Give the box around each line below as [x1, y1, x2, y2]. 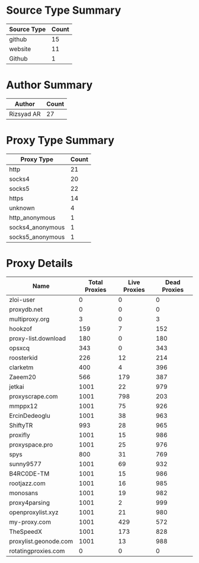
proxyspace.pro [9, 441, 53, 449]
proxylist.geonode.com [9, 537, 73, 545]
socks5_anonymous [9, 232, 65, 241]
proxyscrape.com [9, 392, 58, 400]
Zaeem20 [9, 373, 37, 381]
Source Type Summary [6, 4, 121, 17]
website [9, 45, 31, 53]
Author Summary [6, 78, 93, 92]
